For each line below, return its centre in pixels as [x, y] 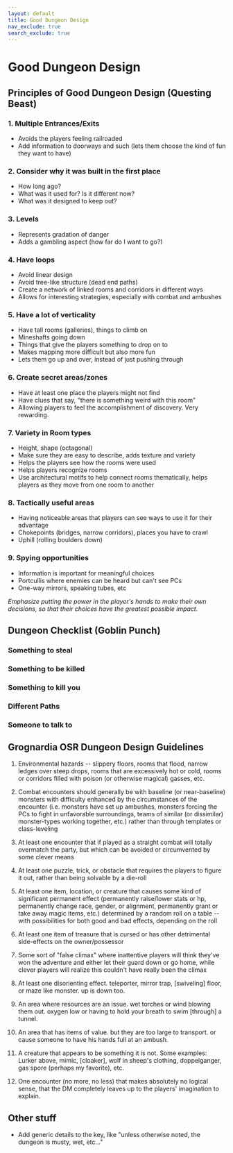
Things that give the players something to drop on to [93, 345]
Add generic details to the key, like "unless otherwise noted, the [109, 1135]
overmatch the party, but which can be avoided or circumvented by [114, 850]
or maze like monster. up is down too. [71, 991]
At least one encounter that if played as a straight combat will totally [115, 842]
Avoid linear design [45, 275]
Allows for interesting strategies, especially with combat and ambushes [120, 297]
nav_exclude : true [34, 26]
